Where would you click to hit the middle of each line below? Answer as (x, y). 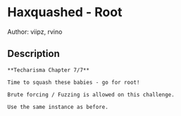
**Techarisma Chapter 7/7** (49, 70)
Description (33, 54)
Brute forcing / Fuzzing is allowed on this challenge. (91, 95)
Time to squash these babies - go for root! (74, 82)
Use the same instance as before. (58, 107)
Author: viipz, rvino (35, 32)
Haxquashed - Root (65, 12)
